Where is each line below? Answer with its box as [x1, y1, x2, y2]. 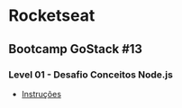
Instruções [21, 88, 62, 99]
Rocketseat [8, 5, 96, 26]
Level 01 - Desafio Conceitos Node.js [8, 68, 173, 81]
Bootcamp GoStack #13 [8, 41, 143, 57]
